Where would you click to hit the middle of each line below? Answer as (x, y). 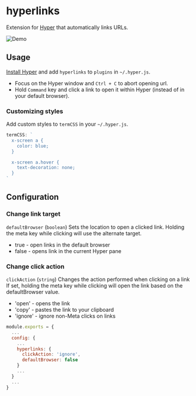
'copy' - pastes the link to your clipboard (64, 310)
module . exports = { (30, 327)
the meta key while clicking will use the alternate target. (74, 233)
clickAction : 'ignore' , (51, 355)
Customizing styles (35, 111)
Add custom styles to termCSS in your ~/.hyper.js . (67, 124)
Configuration (33, 197)
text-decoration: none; (46, 168)
